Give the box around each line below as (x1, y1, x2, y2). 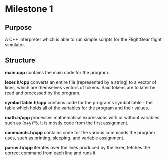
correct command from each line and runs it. (5, 150, 97, 156)
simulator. (5, 42, 25, 48)
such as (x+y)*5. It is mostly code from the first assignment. (5, 120, 129, 126)
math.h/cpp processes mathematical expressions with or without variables (5, 114, 160, 120)
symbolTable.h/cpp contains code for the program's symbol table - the (5, 99, 153, 105)
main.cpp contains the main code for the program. (5, 69, 110, 75)
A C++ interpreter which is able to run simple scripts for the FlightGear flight (5, 36, 162, 42)
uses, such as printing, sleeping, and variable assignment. (5, 135, 125, 141)
